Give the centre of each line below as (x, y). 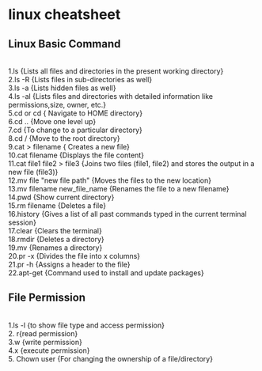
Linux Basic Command (65, 44)
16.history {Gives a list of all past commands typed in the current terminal (127, 214)
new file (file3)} (33, 172)
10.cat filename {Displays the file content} (76, 155)
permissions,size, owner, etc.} (57, 105)
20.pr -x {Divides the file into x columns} (74, 256)
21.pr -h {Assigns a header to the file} (69, 264)
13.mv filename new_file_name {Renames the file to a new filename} (119, 189)
